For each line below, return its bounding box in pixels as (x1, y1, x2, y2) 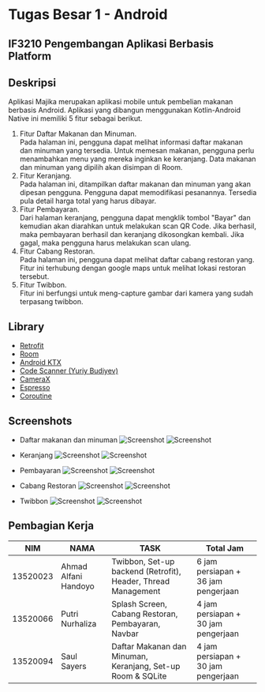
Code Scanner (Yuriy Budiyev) (19, 366, 118, 376)
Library (8, 320, 45, 333)
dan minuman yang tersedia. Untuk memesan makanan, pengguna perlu (19, 146, 255, 156)
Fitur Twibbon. (19, 280, 67, 290)
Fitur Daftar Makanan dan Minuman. (19, 129, 136, 139)
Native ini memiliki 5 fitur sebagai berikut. (8, 114, 143, 123)
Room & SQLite (111, 670, 167, 681)
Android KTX (19, 358, 62, 367)
